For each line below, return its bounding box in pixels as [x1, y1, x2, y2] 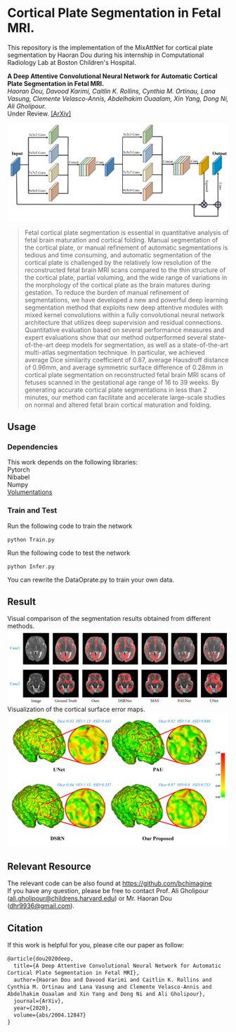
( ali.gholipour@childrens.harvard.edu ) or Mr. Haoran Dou [7, 894, 172, 903]
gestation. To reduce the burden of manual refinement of [24, 288, 190, 297]
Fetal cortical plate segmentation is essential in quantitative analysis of [24, 228, 229, 237]
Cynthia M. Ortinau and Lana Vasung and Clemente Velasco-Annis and [7, 983, 212, 991]
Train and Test [7, 505, 58, 515]
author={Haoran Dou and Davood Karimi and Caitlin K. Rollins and [13, 976, 212, 984]
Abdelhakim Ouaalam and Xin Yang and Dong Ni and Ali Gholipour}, [7, 990, 206, 998]
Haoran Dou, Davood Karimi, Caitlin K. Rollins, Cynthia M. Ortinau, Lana [7, 87, 216, 95]
